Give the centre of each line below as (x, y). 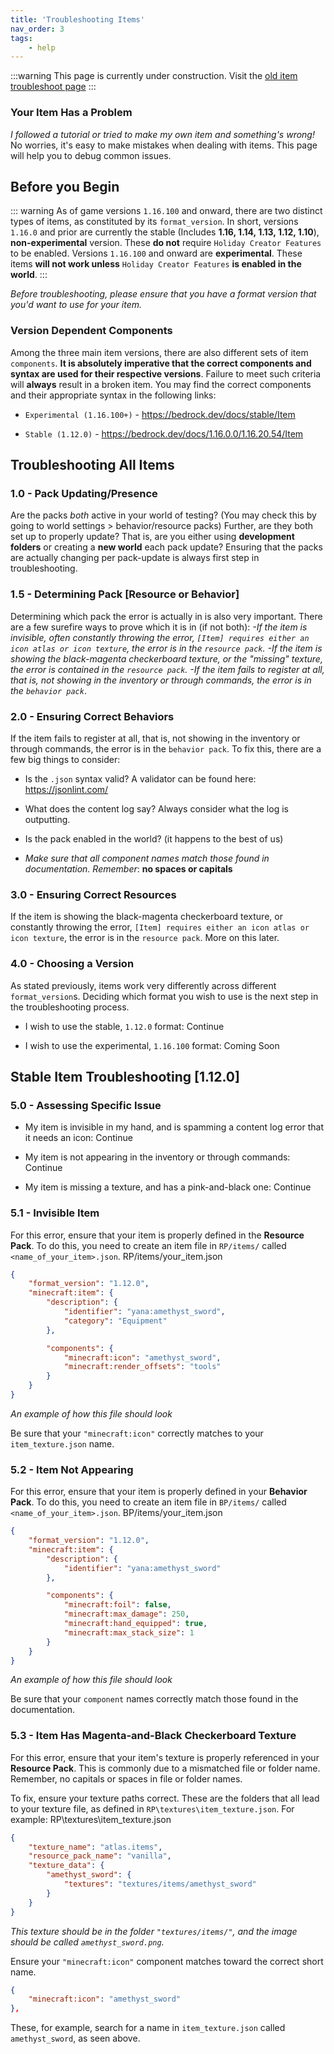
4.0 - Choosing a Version (72, 964)
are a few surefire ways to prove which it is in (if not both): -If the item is (159, 627)
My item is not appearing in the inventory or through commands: (157, 1157)
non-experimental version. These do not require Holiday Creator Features (166, 243)
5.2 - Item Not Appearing (72, 1469)
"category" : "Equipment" (115, 1321)
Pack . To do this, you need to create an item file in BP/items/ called (148, 1502)
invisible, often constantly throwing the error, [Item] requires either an (160, 637)
